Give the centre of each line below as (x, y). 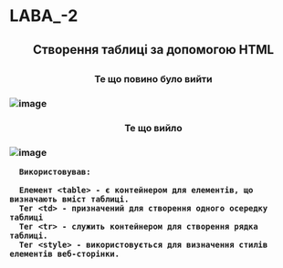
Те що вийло (153, 128)
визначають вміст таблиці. (69, 200)
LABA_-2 (44, 16)
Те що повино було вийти (153, 78)
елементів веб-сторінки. (65, 254)
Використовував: (55, 172)
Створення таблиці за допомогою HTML (153, 50)
